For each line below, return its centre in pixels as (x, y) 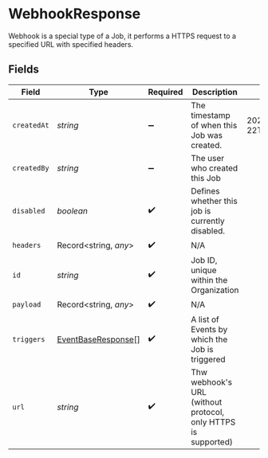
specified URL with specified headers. (71, 44)
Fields (24, 70)
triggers (29, 339)
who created (215, 168)
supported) (212, 441)
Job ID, (204, 260)
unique (204, 270)
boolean (73, 210)
